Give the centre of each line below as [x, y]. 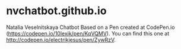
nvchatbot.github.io [56, 11]
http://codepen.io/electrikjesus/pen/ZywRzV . [61, 40]
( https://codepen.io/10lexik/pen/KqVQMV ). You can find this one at [88, 33]
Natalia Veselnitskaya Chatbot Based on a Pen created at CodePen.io [90, 27]
